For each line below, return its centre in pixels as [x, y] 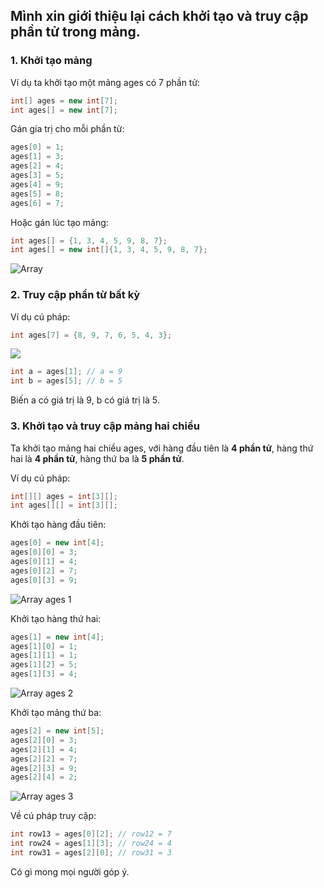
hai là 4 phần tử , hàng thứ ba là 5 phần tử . [97, 458]
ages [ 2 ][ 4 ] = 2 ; [44, 777]
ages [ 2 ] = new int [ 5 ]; [57, 731]
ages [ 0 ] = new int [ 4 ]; [57, 543]
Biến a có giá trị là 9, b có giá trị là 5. [85, 400]
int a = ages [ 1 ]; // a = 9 [66, 372]
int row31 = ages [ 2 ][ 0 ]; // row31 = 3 [91, 853]
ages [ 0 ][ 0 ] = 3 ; [44, 552]
